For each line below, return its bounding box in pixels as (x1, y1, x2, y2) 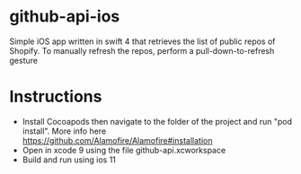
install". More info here (22, 126, 107, 136)
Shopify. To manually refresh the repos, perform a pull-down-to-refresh (9, 45, 275, 56)
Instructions (9, 87, 102, 107)
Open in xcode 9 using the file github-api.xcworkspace (22, 144, 226, 155)
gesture (9, 55, 39, 65)
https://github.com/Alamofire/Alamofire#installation (22, 135, 213, 145)
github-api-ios (9, 6, 120, 27)
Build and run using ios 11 (22, 154, 117, 165)
